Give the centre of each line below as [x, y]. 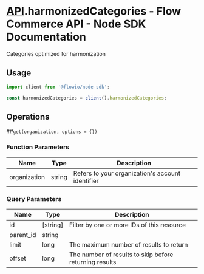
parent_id [23, 235]
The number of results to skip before [121, 255]
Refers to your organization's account [127, 173]
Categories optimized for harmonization [56, 53]
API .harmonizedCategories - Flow [94, 11]
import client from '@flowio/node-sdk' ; [58, 87]
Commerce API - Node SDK [76, 24]
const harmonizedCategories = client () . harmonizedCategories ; [87, 98]
